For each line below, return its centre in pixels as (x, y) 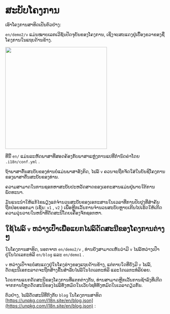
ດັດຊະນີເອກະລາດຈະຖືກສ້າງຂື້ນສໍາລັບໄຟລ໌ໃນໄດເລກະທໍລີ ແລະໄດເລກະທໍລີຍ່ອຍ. (78, 270)
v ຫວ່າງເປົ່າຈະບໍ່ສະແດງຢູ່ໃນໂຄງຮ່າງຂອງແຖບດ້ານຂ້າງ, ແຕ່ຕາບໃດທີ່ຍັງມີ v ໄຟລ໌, (79, 264)
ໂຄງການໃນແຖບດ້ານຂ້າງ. (29, 40)
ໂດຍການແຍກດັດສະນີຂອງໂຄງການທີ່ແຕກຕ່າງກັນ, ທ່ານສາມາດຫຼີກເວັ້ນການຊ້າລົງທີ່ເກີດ (84, 279)
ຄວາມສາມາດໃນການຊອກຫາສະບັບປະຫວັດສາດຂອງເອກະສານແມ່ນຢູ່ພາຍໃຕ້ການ (80, 187)
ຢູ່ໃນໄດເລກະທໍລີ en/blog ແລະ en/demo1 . (45, 254)
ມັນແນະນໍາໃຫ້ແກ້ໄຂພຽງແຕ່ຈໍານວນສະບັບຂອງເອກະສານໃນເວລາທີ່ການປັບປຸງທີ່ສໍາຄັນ (82, 202)
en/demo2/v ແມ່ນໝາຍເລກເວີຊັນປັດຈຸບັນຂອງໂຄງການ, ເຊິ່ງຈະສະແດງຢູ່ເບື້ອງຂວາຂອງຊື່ (85, 34)
